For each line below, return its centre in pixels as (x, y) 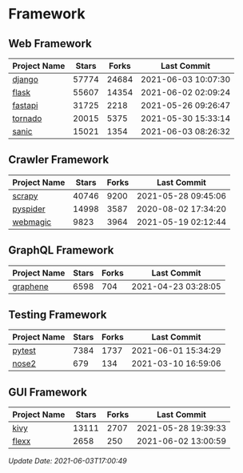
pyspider (29, 209)
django (25, 79)
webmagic (32, 222)
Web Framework (50, 44)
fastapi (25, 105)
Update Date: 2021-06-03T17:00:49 (68, 461)
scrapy (25, 195)
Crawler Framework (59, 160)
